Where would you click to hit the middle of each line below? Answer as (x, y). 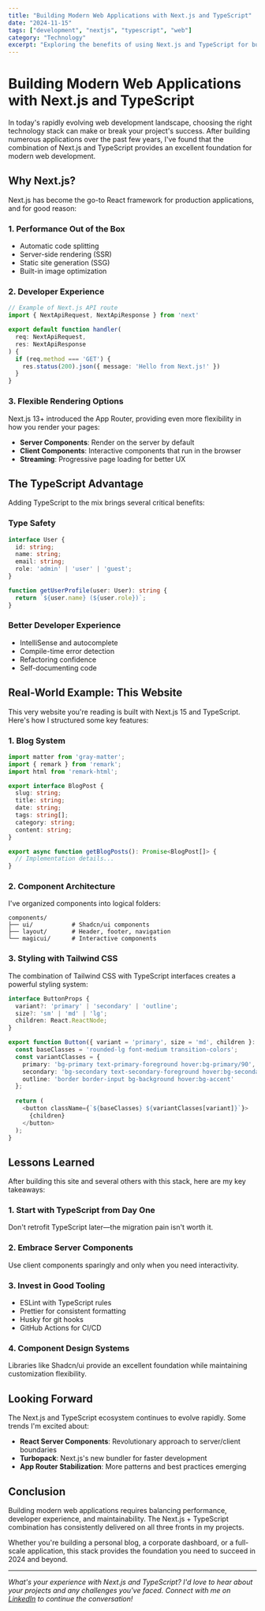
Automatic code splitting (59, 246)
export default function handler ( (65, 330)
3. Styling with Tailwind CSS (63, 959)
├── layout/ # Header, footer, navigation (90, 932)
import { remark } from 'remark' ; (65, 764)
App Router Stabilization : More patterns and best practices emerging (133, 1466)
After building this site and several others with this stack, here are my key (127, 1181)
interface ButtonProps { (49, 999)
